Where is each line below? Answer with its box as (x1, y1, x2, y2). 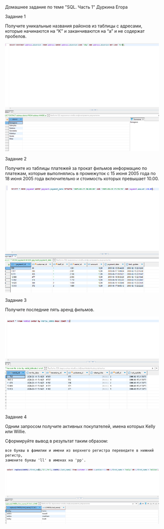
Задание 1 (5, 14, 26, 19)
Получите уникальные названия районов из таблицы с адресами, (5, 23, 143, 29)
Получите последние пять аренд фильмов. (5, 307, 95, 313)
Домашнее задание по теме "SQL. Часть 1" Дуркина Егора (5, 4, 128, 10)
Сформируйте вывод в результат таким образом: (5, 438, 108, 444)
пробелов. (5, 34, 27, 39)
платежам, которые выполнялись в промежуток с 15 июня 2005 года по (5, 171, 156, 176)
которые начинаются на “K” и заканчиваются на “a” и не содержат (5, 28, 145, 34)
